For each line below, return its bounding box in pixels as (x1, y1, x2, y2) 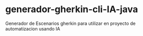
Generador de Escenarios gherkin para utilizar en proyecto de (5, 20, 136, 26)
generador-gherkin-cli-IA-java (5, 4, 138, 15)
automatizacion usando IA (5, 25, 60, 31)
